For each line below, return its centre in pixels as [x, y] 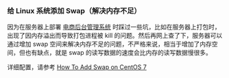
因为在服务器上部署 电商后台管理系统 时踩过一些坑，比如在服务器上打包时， [114, 27]
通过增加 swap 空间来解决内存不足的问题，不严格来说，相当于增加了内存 [110, 44]
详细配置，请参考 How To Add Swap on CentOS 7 [77, 67]
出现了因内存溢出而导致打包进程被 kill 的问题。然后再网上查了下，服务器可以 [115, 36]
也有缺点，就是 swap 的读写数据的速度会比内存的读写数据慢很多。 [119, 53]
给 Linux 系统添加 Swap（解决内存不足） [74, 10]
